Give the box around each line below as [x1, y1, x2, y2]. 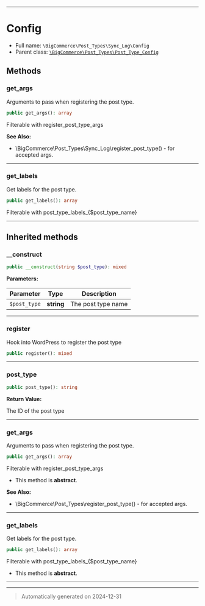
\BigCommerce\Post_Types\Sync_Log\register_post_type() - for [15, 144, 175, 152]
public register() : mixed [6, 350, 72, 357]
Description [81, 290, 117, 298]
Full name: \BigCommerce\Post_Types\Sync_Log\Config [15, 41, 149, 49]
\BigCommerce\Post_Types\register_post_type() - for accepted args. [15, 500, 187, 507]
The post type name [70, 300, 128, 308]
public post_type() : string [6, 384, 78, 390]
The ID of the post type [6, 407, 65, 415]
